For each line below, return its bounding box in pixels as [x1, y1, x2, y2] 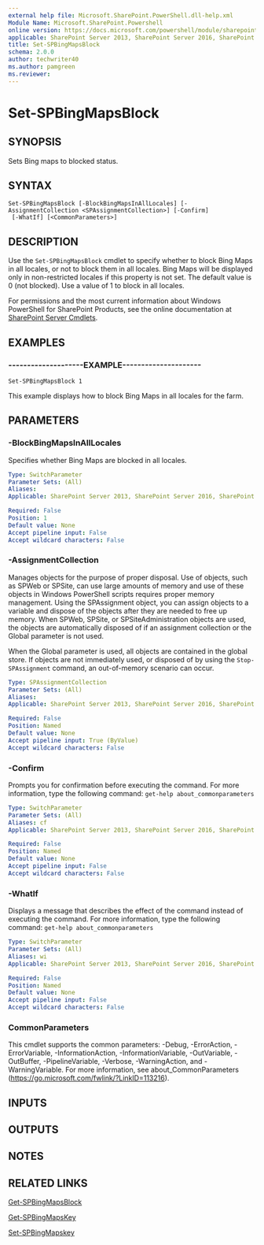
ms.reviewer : [8, 70, 51, 78]
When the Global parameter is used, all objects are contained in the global [8, 647, 247, 656]
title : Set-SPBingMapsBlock [8, 41, 101, 49]
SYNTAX [8, 179, 53, 193]
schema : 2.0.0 [8, 48, 55, 56]
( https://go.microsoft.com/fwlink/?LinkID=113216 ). [8, 1073, 170, 1083]
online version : [8, 26, 61, 34]
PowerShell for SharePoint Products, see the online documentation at [8, 305, 232, 314]
